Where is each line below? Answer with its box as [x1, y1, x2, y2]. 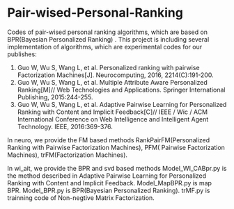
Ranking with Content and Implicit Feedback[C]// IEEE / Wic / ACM [17, 108, 208, 116]
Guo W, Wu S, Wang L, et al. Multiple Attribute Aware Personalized [17, 78, 208, 86]
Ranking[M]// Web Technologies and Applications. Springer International [17, 85, 226, 94]
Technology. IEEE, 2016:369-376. [17, 122, 114, 131]
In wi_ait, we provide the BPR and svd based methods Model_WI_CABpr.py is [7, 164, 227, 172]
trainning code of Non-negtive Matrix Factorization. [7, 193, 155, 202]
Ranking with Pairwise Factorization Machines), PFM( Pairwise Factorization [7, 143, 225, 151]
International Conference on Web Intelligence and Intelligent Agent [17, 115, 209, 123]
